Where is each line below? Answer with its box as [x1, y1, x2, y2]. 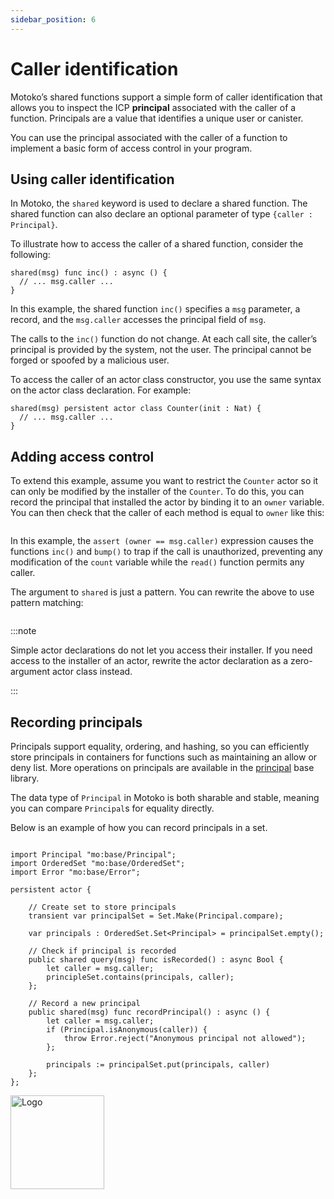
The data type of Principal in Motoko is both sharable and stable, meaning [10, 792, 320, 803]
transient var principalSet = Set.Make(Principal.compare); [28, 911, 284, 921]
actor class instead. [51, 666, 133, 678]
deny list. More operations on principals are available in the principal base [10, 762, 315, 773]
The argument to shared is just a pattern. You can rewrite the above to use [10, 586, 315, 598]
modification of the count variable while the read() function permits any [10, 556, 305, 568]
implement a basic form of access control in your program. [10, 142, 253, 154]
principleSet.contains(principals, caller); [46, 972, 235, 982]
